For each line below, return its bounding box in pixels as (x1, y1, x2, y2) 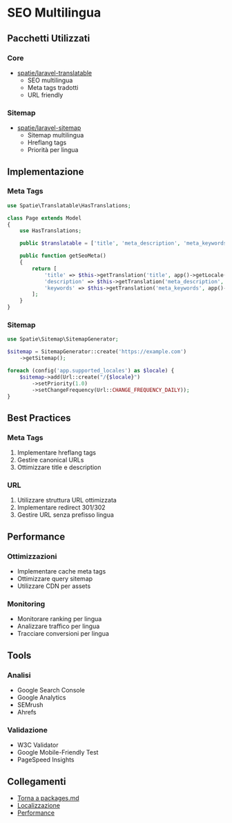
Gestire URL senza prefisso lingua (17, 511, 114, 519)
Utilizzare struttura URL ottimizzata (17, 496, 117, 504)
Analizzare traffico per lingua (17, 622, 100, 630)
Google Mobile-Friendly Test (17, 748, 99, 757)
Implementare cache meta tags (17, 567, 106, 576)
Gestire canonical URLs (17, 456, 84, 464)
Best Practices (7, 412, 71, 424)
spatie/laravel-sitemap (17, 124, 81, 132)
